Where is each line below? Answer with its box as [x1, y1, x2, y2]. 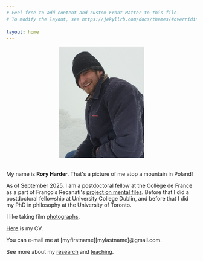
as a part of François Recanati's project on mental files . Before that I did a [6, 188, 189, 196]
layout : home [6, 29, 39, 35]
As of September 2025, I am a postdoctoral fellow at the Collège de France [6, 182, 193, 190]
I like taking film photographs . [6, 213, 80, 221]
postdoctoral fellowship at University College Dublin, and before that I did [6, 195, 189, 202]
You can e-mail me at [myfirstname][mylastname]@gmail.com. [6, 236, 162, 244]
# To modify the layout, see [6, 16, 80, 22]
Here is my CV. [6, 225, 43, 232]
